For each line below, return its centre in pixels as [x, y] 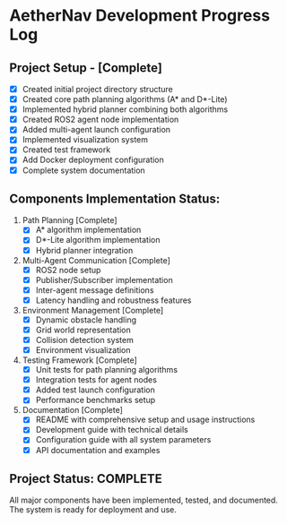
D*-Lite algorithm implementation [98, 240]
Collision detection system [85, 339]
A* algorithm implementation [88, 230]
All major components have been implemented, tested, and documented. [143, 500]
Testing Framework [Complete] [79, 360]
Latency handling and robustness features [113, 300]
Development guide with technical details [112, 430]
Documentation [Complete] [73, 410]
